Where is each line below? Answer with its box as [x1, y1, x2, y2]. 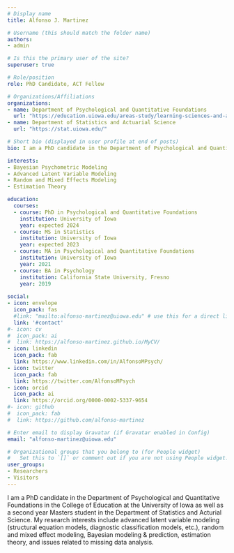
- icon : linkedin [7, 345, 58, 353]
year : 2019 [19, 280, 52, 287]
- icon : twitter [7, 364, 54, 371]
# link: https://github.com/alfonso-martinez [7, 416, 145, 423]
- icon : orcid [7, 384, 49, 391]
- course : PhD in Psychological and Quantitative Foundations [13, 209, 198, 216]
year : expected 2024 [19, 221, 79, 229]
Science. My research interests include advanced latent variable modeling [7, 515, 220, 524]
